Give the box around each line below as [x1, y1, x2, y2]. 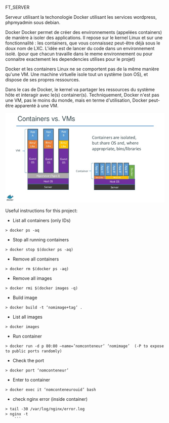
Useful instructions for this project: [5, 207, 78, 214]
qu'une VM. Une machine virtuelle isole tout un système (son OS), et [5, 71, 148, 77]
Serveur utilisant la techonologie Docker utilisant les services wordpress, [5, 14, 157, 20]
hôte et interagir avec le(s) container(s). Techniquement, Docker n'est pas [5, 92, 159, 98]
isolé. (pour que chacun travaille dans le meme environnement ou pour [5, 51, 153, 57]
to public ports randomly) [5, 349, 62, 354]
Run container [12, 333, 42, 339]
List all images [12, 314, 43, 320]
